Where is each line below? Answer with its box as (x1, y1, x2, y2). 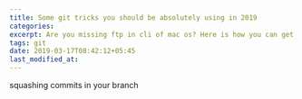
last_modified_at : (9, 55, 79, 64)
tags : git (9, 38, 47, 48)
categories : (9, 22, 54, 31)
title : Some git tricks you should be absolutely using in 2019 (9, 13, 258, 22)
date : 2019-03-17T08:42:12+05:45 (9, 47, 136, 56)
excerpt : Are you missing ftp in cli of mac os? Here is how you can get (9, 30, 295, 39)
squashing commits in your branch (9, 80, 139, 90)
